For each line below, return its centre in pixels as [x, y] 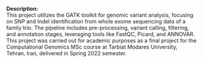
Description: [22, 9]
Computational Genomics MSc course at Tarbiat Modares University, [92, 47]
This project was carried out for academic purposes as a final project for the [101, 40]
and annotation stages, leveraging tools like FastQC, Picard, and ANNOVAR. [101, 34]
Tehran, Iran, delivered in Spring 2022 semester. [67, 53]
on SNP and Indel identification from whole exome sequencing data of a [96, 21]
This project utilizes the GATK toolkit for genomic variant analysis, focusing [100, 15]
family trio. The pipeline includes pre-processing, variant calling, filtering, [98, 28]
